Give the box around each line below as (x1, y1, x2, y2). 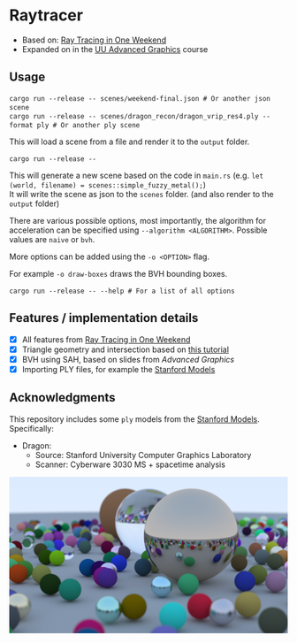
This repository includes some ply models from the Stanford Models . (9, 413, 261, 425)
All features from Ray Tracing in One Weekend (21, 333, 191, 345)
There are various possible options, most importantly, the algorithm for (9, 215, 267, 226)
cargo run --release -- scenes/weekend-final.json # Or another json (9, 94, 271, 103)
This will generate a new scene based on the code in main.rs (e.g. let (9, 170, 263, 180)
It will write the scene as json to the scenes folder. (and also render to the (9, 188, 274, 199)
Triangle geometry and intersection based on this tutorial (21, 344, 230, 355)
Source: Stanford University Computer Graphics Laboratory (34, 449, 252, 460)
